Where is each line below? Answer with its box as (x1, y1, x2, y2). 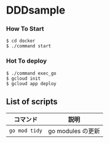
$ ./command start (6, 43, 51, 49)
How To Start (6, 25, 44, 33)
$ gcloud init (6, 75, 41, 82)
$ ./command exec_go (6, 70, 57, 76)
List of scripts (6, 97, 58, 107)
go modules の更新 (48, 126, 100, 135)
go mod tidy (9, 127, 43, 134)
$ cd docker (6, 38, 35, 44)
